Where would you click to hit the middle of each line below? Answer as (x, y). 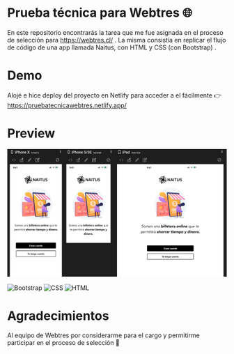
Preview (31, 133)
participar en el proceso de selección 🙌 (63, 342)
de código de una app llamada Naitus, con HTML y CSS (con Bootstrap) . (112, 47)
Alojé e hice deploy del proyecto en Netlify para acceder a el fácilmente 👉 (114, 95)
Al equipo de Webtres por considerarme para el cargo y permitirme (103, 335)
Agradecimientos (58, 316)
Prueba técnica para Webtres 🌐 (100, 13)
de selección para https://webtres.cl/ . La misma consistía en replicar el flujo (117, 40)
